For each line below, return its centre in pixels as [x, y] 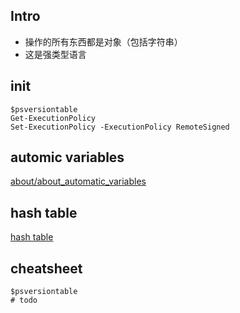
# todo [24, 300]
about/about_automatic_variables [78, 181]
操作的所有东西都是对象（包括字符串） [103, 41]
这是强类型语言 [55, 54]
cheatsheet [46, 268]
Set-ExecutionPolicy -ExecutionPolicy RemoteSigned [120, 127]
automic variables [67, 157]
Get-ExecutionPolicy [53, 118]
